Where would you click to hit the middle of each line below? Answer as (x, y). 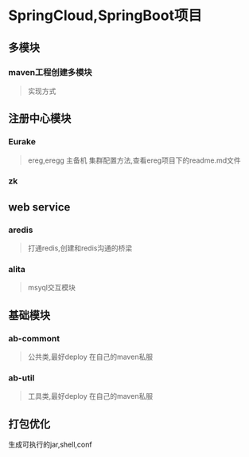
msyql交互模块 (52, 288)
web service (39, 207)
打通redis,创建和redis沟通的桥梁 (80, 248)
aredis (21, 230)
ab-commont (34, 338)
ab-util (21, 378)
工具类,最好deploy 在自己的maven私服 (90, 396)
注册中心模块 (40, 118)
